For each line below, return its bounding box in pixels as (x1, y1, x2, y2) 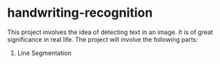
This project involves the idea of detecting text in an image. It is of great (7, 28, 214, 36)
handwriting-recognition (7, 5, 153, 21)
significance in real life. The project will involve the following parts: (7, 35, 198, 43)
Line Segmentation (17, 49, 72, 57)
